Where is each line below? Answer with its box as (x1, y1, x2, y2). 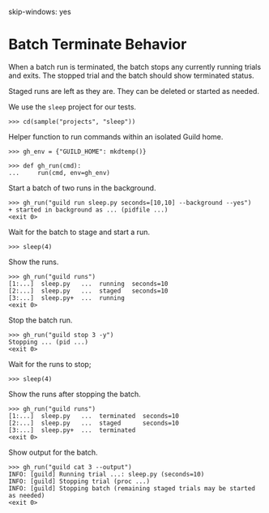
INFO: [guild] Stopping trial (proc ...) (8, 477, 151, 485)
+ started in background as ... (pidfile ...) (8, 206, 169, 214)
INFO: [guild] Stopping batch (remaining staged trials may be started (8, 484, 255, 493)
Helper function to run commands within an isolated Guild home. (8, 131, 224, 141)
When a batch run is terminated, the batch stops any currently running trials (8, 62, 262, 71)
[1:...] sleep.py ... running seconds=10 (8, 280, 169, 288)
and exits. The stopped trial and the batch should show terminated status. (8, 71, 254, 80)
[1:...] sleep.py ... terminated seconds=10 (8, 412, 180, 420)
